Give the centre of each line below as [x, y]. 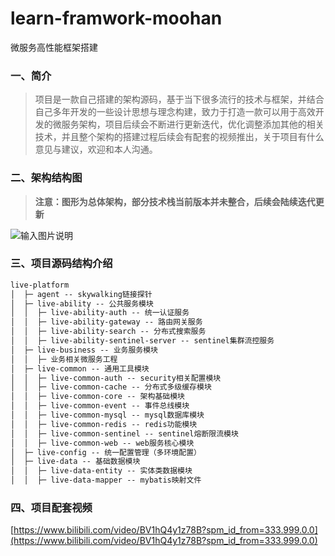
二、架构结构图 [46, 178]
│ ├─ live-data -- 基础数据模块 [75, 462]
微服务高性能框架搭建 [54, 47]
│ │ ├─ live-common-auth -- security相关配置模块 [116, 378]
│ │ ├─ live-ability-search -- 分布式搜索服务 [108, 332]
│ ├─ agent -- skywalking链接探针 [81, 294]
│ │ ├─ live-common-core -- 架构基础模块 [97, 397]
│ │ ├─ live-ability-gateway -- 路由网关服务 [106, 322]
